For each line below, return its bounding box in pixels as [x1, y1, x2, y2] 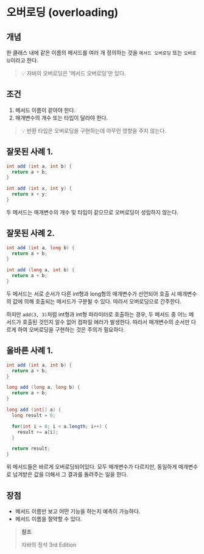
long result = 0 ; [12, 412, 56, 418]
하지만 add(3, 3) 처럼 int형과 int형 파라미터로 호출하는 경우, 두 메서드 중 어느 [6, 310, 188, 318]
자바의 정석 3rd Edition [21, 541, 77, 549]
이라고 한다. [10, 57, 38, 64]
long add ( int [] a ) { [6, 407, 62, 413]
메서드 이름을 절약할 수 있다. [15, 515, 82, 522]
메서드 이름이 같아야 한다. [15, 106, 76, 113]
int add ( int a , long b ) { [6, 244, 75, 250]
